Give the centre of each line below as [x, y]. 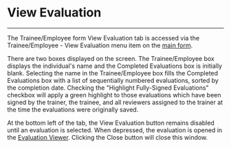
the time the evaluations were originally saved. [73, 109]
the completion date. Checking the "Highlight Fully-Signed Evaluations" [108, 88]
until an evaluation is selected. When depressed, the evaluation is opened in [115, 130]
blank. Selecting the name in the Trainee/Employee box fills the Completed [113, 73]
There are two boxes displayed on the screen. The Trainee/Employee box [111, 58]
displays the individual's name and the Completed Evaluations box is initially [114, 66]
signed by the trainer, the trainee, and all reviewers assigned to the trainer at [115, 102]
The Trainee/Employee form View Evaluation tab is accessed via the [103, 38]
